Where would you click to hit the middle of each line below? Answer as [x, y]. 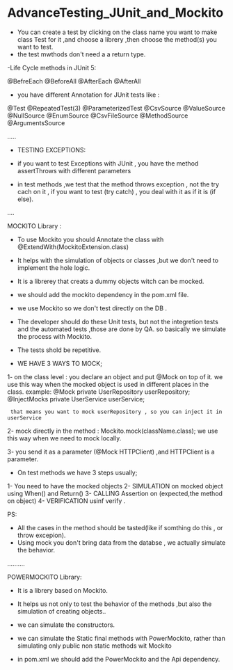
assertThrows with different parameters [74, 170]
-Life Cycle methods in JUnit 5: [52, 67]
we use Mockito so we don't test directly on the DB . [92, 308]
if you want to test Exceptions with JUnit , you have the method [108, 163]
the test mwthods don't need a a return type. [81, 54]
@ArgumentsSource [36, 122]
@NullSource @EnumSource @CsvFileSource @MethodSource [98, 115]
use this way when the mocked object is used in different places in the [108, 384]
